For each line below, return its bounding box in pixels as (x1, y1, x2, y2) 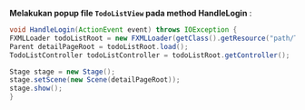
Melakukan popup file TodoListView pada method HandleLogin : (9, 8, 252, 18)
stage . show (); (9, 84, 64, 94)
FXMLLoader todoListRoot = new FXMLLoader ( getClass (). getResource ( (9, 34, 271, 43)
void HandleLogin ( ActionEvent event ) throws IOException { (9, 25, 238, 35)
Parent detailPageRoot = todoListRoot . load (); (9, 42, 189, 51)
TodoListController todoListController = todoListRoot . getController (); (9, 50, 290, 60)
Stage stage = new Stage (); (9, 67, 116, 76)
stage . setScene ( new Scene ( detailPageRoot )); (9, 75, 181, 85)
